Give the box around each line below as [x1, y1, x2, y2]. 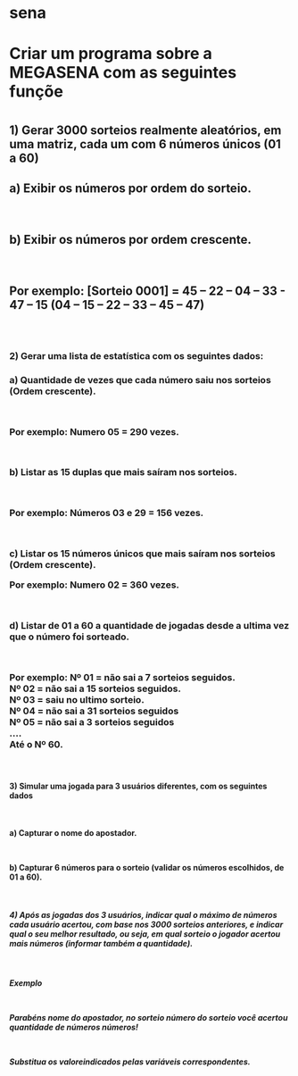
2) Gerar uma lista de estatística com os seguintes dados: [9, 349, 264, 362]
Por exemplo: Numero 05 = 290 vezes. [9, 425, 180, 438]
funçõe [9, 81, 64, 102]
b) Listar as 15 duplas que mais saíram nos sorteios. [9, 466, 238, 479]
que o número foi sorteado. [9, 630, 129, 643]
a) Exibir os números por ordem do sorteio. [9, 180, 252, 196]
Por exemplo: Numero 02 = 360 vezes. [9, 579, 180, 591]
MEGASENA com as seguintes [9, 63, 237, 83]
